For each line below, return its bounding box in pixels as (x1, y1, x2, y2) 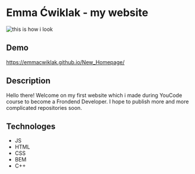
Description (6, 76, 51, 86)
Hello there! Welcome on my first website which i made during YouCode (6, 91, 183, 99)
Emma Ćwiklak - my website (6, 6, 149, 20)
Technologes (6, 121, 56, 131)
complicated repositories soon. (6, 104, 82, 111)
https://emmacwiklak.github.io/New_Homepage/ (6, 58, 125, 65)
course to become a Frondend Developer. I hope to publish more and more (6, 98, 189, 105)
